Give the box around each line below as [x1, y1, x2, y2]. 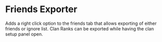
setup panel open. [5, 31, 43, 37]
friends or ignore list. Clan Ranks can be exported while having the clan [5, 25, 154, 31]
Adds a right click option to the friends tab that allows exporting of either [5, 20, 157, 26]
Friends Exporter [5, 4, 77, 15]
